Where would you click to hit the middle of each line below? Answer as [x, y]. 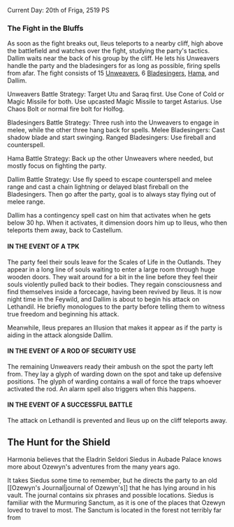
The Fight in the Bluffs [45, 28]
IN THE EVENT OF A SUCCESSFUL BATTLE [70, 405]
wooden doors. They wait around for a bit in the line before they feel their [112, 276]
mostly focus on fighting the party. [57, 166]
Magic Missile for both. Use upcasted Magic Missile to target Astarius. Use [115, 101]
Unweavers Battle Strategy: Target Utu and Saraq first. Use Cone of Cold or [116, 94]
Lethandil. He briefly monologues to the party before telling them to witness [116, 307]
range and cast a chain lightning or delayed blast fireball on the [98, 187]
